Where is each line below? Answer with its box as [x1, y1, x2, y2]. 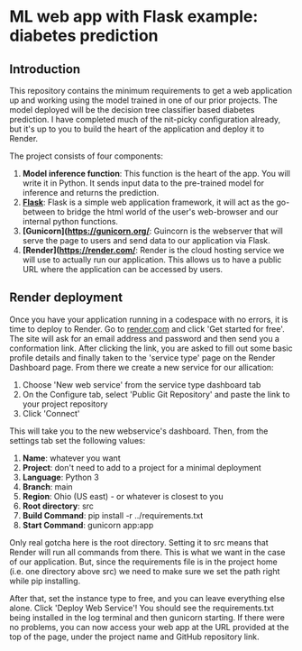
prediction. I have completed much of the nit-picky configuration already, [9, 115, 281, 124]
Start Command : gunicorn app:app [22, 519, 154, 530]
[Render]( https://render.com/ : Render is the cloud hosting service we [22, 245, 285, 255]
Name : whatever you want [22, 453, 121, 463]
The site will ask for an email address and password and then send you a [9, 333, 279, 344]
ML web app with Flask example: [9, 6, 259, 27]
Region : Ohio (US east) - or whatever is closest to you [22, 491, 224, 501]
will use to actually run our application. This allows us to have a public [22, 254, 282, 265]
